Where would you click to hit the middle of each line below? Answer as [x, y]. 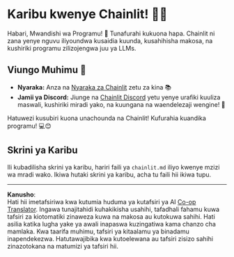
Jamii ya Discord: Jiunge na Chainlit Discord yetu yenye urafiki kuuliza [119, 97]
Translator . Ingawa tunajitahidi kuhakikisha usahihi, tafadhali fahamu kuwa [114, 209]
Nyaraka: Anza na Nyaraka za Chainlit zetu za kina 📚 [94, 87]
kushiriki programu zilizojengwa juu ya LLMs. [72, 48]
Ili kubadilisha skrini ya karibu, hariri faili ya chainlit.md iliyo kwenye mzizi [114, 167]
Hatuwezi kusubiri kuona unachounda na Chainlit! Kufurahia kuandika [107, 118]
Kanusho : [22, 194]
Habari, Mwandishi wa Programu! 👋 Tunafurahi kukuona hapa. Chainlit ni [111, 33]
